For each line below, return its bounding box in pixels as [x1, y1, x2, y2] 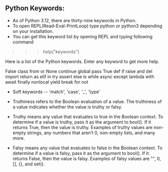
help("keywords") [42, 48, 80, 54]
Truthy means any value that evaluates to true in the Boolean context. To [12, 113, 163, 120]
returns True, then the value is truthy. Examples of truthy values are [12, 124, 153, 130]
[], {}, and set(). [12, 161, 45, 167]
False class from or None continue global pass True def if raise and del [5, 68, 153, 74]
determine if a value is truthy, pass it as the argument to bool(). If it [12, 119, 151, 125]
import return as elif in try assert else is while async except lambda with [5, 73, 155, 80]
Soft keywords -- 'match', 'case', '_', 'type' [12, 88, 100, 95]
